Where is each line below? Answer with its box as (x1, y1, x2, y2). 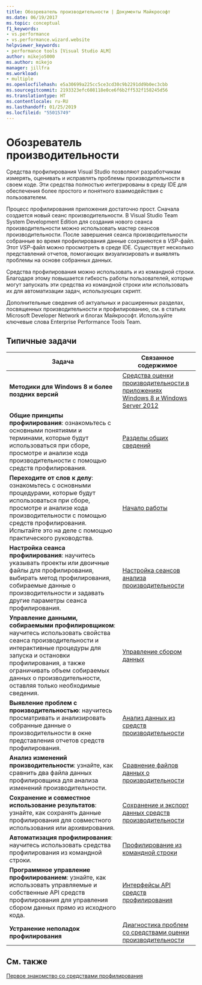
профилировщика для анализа (9, 776, 99, 785)
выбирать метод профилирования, (9, 574, 111, 582)
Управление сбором (122, 648, 182, 656)
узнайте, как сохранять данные (9, 809, 102, 817)
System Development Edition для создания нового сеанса (6, 218, 153, 226)
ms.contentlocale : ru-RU (6, 98, 69, 104)
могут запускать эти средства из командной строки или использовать (6, 281, 189, 288)
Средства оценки (122, 371, 174, 380)
